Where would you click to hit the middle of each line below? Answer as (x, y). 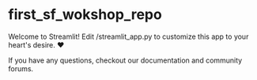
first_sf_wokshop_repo (85, 15)
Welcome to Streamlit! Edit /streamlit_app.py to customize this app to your (128, 36)
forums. (21, 68)
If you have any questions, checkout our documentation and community (125, 60)
